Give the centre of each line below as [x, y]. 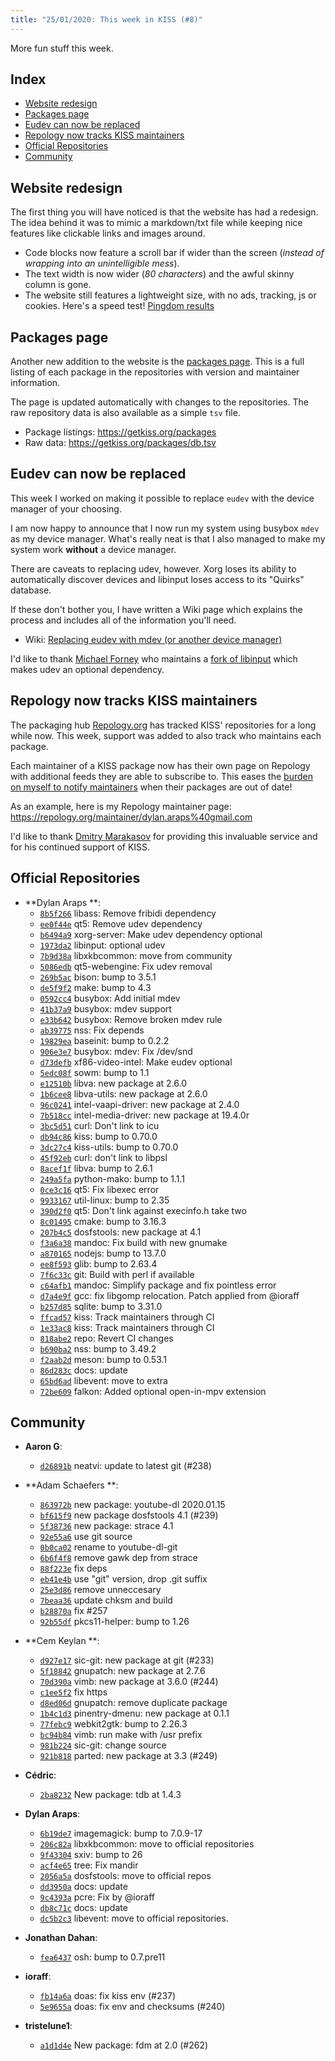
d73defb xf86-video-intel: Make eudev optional [136, 1062]
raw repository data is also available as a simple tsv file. [125, 413]
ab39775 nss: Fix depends [92, 1030]
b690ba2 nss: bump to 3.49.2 [98, 1348]
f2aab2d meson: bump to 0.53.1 [103, 1359]
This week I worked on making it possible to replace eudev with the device [162, 498]
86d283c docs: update [83, 1370]
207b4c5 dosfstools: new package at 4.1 [120, 1232]
